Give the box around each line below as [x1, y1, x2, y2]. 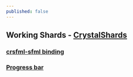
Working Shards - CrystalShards [6, 30, 128, 40]
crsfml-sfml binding [6, 47, 64, 55]
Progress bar [6, 63, 44, 71]
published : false [6, 8, 49, 15]
